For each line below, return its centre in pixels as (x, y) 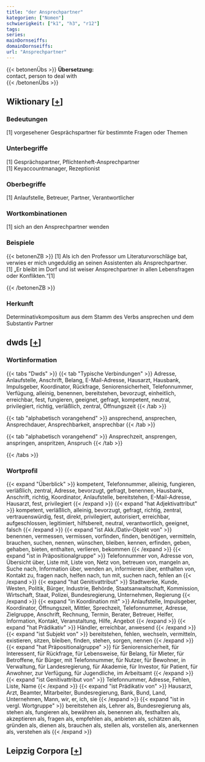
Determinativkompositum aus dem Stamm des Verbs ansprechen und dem (100, 317)
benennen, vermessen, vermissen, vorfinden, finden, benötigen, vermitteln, (102, 536)
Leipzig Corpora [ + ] (44, 751)
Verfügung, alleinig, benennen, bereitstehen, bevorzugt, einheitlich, (91, 393)
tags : (13, 29)
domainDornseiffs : (30, 47)
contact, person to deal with (42, 76)
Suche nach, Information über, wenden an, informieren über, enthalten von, (101, 569)
